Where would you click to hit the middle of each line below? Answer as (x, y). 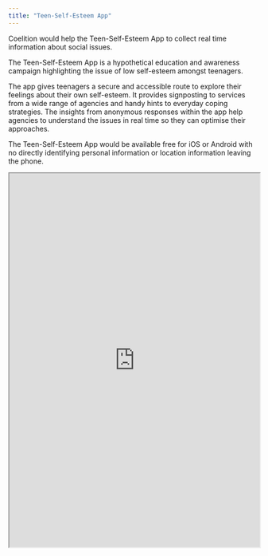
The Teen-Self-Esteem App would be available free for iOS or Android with (130, 144)
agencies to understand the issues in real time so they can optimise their (127, 120)
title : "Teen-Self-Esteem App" (60, 16)
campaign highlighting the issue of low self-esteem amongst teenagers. (126, 71)
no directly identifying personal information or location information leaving (130, 152)
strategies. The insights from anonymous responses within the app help (126, 112)
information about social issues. (60, 47)
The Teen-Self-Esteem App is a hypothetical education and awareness (124, 62)
